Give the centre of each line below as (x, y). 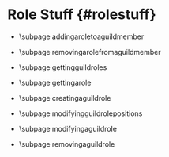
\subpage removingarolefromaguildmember (90, 52)
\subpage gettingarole (55, 82)
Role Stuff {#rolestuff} (82, 15)
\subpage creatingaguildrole (65, 98)
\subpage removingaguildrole (67, 144)
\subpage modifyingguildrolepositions (81, 113)
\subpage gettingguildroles (63, 67)
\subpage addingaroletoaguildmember (81, 36)
